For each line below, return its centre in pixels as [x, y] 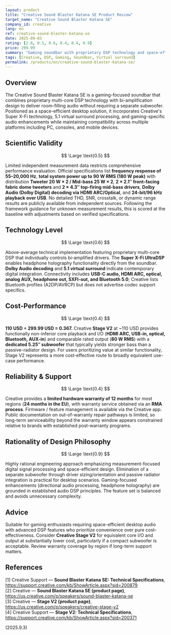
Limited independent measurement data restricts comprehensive [73, 165]
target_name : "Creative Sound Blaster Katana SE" [59, 19]
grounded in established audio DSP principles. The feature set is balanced [83, 491]
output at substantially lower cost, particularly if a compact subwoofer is [81, 540]
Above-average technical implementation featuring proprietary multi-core [82, 252]
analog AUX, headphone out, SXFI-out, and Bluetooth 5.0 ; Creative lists [82, 279]
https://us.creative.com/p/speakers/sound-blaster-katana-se [69, 596]
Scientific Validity [34, 143]
